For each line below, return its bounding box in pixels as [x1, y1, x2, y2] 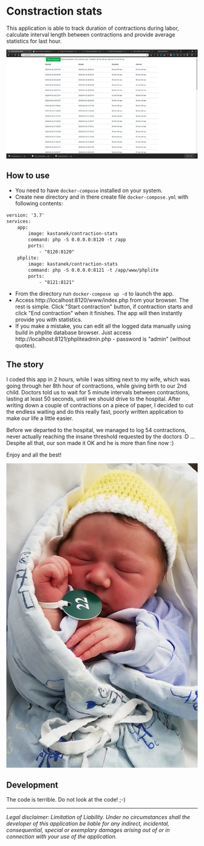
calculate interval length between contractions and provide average [6, 30, 175, 38]
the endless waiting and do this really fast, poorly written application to [6, 408, 184, 415]
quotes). [15, 341, 36, 349]
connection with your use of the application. [6, 833, 117, 841]
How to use [6, 171, 50, 181]
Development [6, 780, 59, 790]
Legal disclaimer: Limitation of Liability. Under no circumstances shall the [6, 814, 190, 821]
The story [6, 360, 44, 370]
